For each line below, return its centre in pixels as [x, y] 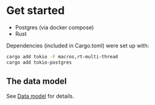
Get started [36, 11]
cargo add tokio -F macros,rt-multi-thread [62, 56]
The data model [36, 82]
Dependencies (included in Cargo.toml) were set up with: [78, 46]
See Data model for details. [40, 96]
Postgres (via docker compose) [54, 27]
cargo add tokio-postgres [39, 62]
